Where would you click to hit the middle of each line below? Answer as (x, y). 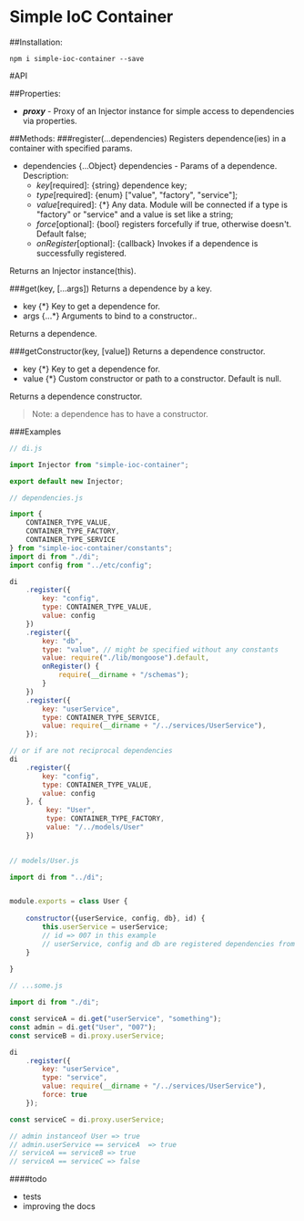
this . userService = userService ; (106, 927)
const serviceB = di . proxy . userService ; (87, 1036)
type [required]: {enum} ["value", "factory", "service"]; (137, 194)
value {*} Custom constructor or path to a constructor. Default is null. (152, 378)
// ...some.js (36, 986)
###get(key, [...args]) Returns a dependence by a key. (111, 288)
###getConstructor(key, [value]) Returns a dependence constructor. (137, 351)
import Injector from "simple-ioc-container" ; (99, 464)
